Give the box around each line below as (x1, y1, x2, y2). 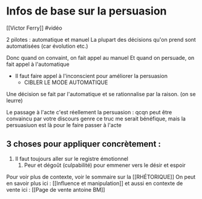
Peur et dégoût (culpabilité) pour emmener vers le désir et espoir (24, 161, 186, 169)
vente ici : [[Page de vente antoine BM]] (6, 186, 105, 193)
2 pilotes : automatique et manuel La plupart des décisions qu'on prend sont (6, 36, 197, 43)
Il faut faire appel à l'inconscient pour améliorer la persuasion (15, 72, 168, 79)
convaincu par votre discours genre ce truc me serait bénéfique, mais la (6, 115, 186, 122)
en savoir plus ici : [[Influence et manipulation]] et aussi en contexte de (6, 180, 183, 187)
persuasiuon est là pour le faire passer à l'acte (6, 121, 122, 128)
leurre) (6, 97, 23, 104)
